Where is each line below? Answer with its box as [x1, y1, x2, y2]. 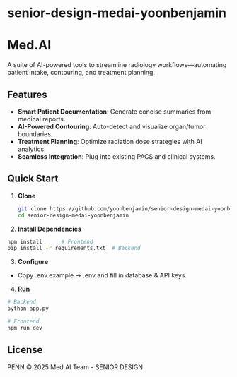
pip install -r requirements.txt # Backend [7, 245, 141, 252]
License [7, 344, 43, 356]
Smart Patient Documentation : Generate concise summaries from [17, 107, 212, 116]
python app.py [7, 305, 50, 312]
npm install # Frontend [7, 238, 93, 245]
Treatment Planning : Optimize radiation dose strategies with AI [17, 137, 203, 145]
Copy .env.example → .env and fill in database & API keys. [17, 271, 187, 280]
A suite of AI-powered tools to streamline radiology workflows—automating [7, 61, 227, 69]
